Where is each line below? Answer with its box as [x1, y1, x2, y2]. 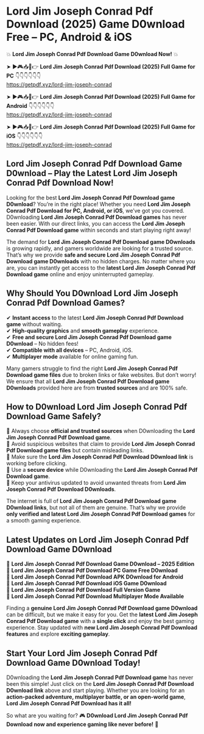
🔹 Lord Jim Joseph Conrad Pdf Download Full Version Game [6, 586, 161, 594]
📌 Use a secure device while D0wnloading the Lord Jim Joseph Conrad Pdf [6, 466, 198, 474]
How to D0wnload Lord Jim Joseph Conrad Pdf [6, 401, 188, 412]
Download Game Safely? [6, 411, 102, 421]
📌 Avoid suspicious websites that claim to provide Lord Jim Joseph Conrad [6, 440, 195, 447]
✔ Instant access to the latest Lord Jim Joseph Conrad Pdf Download [6, 314, 184, 321]
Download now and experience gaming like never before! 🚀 [6, 721, 159, 728]
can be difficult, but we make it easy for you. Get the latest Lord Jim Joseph [6, 611, 198, 618]
